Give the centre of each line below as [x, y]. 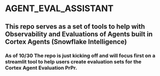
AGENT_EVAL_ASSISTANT [59, 9]
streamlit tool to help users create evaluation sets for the [73, 61]
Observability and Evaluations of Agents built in [79, 34]
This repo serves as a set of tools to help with [75, 27]
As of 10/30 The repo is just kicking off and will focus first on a [80, 56]
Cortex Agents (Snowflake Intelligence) [66, 42]
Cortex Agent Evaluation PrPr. [41, 68]
